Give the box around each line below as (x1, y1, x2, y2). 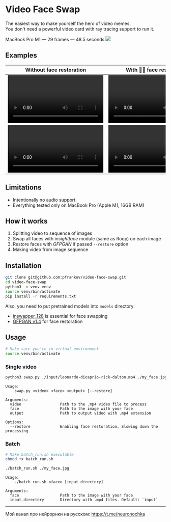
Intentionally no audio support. (12, 197, 77, 203)
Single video (5, 363, 37, 370)
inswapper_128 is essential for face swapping (12, 313, 108, 319)
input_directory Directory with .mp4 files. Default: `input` (10, 498, 158, 503)
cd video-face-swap (5, 280, 47, 285)
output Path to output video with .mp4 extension (10, 411, 152, 416)
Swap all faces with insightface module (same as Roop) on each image (12, 236, 161, 242)
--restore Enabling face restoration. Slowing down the (10, 424, 158, 429)
